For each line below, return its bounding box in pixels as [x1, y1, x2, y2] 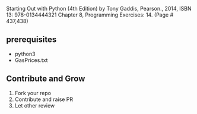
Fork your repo [14, 89, 52, 96]
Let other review [14, 102, 55, 109]
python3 [14, 50, 36, 57]
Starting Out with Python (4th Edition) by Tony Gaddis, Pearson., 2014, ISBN [6, 5, 192, 12]
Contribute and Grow [6, 74, 85, 84]
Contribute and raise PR [14, 96, 74, 103]
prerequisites [6, 35, 57, 45]
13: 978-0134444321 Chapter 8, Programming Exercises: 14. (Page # [6, 11, 174, 18]
